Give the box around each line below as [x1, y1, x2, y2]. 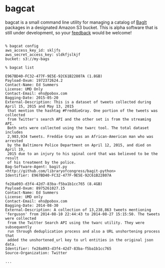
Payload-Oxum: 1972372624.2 [5, 78, 63, 83]
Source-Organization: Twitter [5, 250, 68, 255]
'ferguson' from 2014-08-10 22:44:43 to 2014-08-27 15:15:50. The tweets [5, 211, 161, 217]
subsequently [5, 225, 32, 230]
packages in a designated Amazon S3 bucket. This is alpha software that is [5, 24, 158, 30]
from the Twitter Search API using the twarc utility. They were [7, 220, 145, 225]
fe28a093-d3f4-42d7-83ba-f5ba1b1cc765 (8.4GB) [5, 181, 103, 186]
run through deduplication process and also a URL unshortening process [7, 229, 161, 234]
